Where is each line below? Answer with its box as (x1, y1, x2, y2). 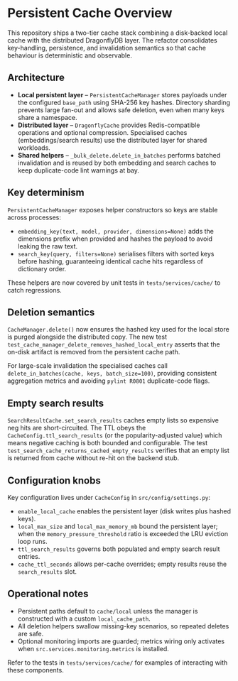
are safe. (17, 629, 44, 638)
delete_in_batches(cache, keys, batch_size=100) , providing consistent (7, 369, 217, 378)
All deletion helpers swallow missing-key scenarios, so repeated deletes (17, 621, 229, 630)
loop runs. (17, 538, 48, 545)
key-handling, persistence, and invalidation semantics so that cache (7, 43, 206, 52)
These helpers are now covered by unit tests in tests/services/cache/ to (7, 278, 221, 287)
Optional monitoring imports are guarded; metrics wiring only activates (17, 637, 225, 645)
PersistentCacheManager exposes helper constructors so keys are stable (7, 205, 218, 214)
